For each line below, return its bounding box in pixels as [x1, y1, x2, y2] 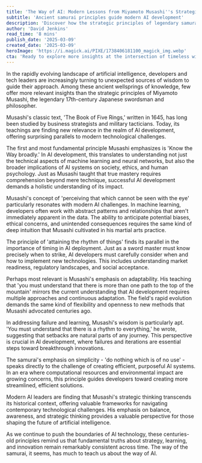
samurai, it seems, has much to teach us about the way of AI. [6, 449, 158, 457]
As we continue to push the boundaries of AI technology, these [6, 431, 162, 438]
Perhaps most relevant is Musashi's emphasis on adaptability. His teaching [6, 275, 191, 283]
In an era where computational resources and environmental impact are [6, 369, 183, 376]
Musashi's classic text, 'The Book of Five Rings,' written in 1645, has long [6, 114, 188, 121]
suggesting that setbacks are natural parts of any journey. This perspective [6, 331, 192, 339]
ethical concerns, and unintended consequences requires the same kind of [6, 220, 192, 227]
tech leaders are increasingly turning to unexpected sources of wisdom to [6, 76, 189, 84]
